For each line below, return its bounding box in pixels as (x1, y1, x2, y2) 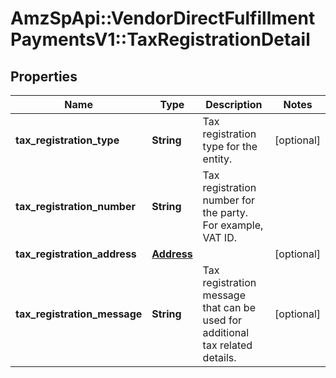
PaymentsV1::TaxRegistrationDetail (10, 28, 311, 51)
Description (205, 98, 263, 111)
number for (202, 193, 256, 207)
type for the (202, 140, 258, 153)
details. (202, 351, 237, 364)
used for (202, 313, 243, 327)
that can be (202, 301, 256, 314)
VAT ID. (202, 231, 237, 244)
